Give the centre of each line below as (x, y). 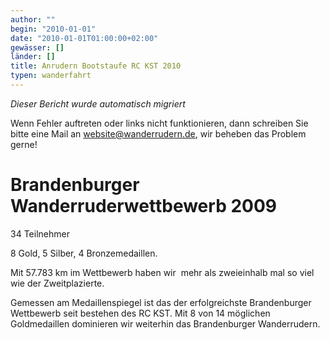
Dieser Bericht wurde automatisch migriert (98, 103)
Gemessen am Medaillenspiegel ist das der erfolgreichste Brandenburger (161, 302)
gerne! (24, 144)
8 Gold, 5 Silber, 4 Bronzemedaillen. (84, 253)
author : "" (33, 19)
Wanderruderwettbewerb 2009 (143, 206)
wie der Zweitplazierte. (57, 283)
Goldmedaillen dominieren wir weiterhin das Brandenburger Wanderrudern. (165, 323)
